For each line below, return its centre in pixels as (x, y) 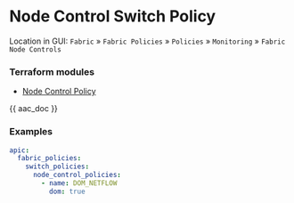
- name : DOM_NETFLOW (79, 183)
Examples (31, 132)
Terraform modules (52, 71)
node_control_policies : (77, 175)
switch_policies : (57, 166)
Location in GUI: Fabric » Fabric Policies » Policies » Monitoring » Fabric (147, 41)
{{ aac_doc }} (33, 109)
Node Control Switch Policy (113, 16)
